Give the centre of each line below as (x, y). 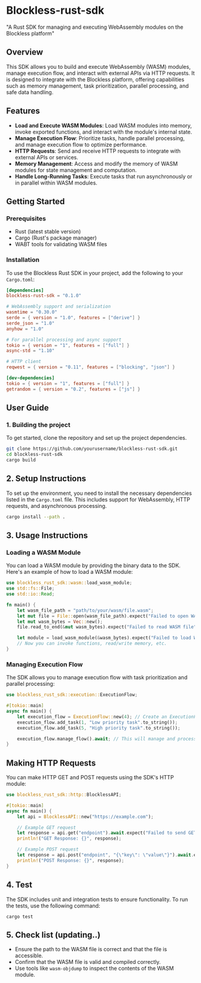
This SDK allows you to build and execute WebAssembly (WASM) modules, (98, 66)
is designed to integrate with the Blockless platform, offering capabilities (95, 79)
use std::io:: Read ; (31, 594)
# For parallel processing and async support (64, 340)
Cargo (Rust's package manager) (56, 238)
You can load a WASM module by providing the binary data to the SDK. (93, 565)
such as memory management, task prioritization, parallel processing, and (98, 86)
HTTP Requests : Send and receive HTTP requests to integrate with (98, 151)
